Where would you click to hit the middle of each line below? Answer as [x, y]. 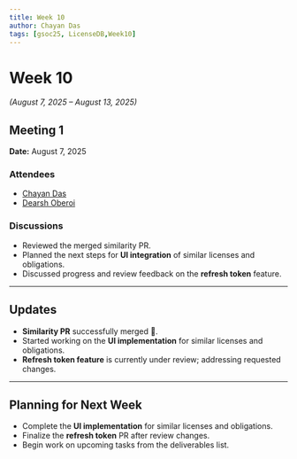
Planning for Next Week [76, 405]
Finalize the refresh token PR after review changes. [116, 436]
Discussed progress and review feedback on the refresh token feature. [152, 273]
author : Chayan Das [45, 26]
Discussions [36, 226]
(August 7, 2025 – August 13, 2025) [73, 102]
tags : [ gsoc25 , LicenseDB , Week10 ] [73, 34]
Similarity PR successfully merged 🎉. [90, 331]
